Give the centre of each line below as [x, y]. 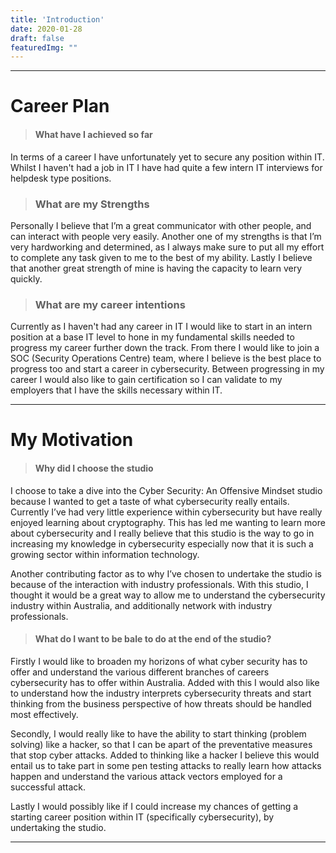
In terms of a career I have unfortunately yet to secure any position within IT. [167, 157]
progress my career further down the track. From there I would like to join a [165, 348]
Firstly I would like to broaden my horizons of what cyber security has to [159, 661]
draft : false [37, 38]
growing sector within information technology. [105, 554]
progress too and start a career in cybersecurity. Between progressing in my [167, 369]
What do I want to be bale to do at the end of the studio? [153, 639]
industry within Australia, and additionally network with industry [141, 605]
